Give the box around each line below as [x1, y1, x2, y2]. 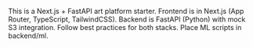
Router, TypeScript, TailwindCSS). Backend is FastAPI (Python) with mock [8, 15, 246, 24]
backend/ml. [8, 31, 49, 40]
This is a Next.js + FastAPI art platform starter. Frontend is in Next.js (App [8, 7, 244, 15]
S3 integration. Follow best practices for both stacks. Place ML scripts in [8, 23, 242, 32]
